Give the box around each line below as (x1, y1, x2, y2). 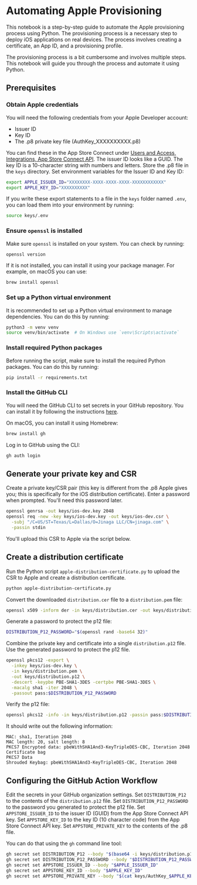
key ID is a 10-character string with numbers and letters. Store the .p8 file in (6, 161, 189, 168)
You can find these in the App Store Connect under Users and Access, (6, 149, 176, 156)
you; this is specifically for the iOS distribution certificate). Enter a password (6, 491, 190, 498)
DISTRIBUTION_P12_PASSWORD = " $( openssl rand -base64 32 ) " (6, 629, 148, 635)
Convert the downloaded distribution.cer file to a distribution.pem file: (6, 596, 183, 603)
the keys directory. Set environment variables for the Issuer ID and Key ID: (6, 168, 184, 175)
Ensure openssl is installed (6, 227, 83, 235)
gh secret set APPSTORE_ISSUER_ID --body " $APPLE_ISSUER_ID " (6, 862, 159, 868)
